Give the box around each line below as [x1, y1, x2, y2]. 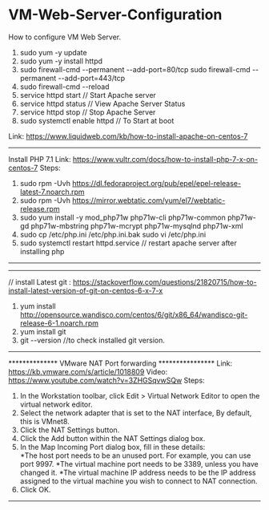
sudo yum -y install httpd [19, 56, 102, 66]
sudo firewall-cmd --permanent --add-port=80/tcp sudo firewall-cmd [19, 64, 251, 74]
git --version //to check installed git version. [19, 335, 166, 345]
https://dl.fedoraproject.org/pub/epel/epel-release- [71, 178, 242, 188]
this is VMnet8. [19, 416, 70, 426]
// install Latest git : [8, 277, 72, 286]
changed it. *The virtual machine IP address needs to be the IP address [19, 467, 256, 477]
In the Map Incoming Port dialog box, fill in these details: [19, 442, 206, 451]
